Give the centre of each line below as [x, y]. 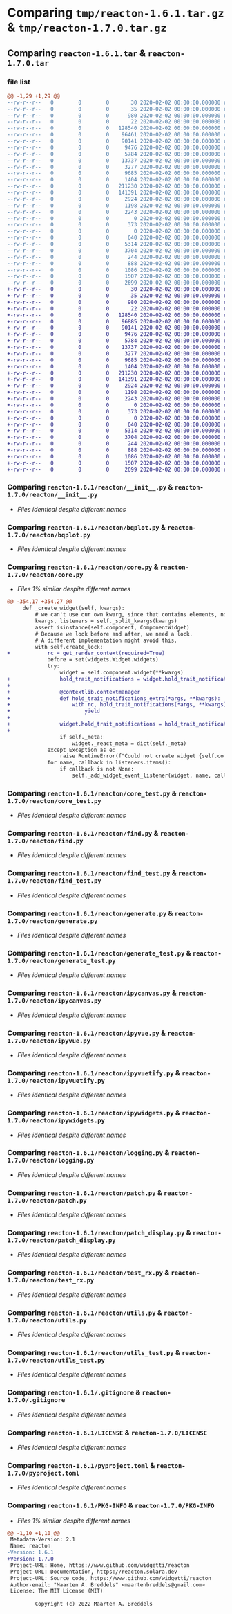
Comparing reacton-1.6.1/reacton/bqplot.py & [87, 527]
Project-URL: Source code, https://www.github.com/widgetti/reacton [111, 1578]
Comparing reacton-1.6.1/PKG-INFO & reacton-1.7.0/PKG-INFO [111, 1505]
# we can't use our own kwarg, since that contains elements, [126, 615]
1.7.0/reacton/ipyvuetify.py [56, 1081]
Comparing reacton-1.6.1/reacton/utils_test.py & [94, 1352]
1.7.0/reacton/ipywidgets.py [56, 1121]
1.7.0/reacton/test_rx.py [51, 1280]
